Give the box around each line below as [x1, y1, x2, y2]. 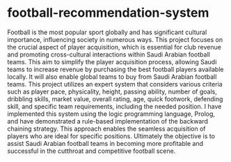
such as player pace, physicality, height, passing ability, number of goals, [7, 87, 218, 96]
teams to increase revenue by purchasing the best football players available [7, 65, 224, 73]
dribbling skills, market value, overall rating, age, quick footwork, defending [7, 94, 223, 103]
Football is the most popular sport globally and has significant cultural [7, 28, 207, 36]
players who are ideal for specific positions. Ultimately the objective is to [7, 131, 216, 140]
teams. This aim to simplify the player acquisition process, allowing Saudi [7, 57, 217, 66]
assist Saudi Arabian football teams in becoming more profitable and [7, 139, 204, 147]
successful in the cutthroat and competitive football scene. [7, 147, 176, 155]
